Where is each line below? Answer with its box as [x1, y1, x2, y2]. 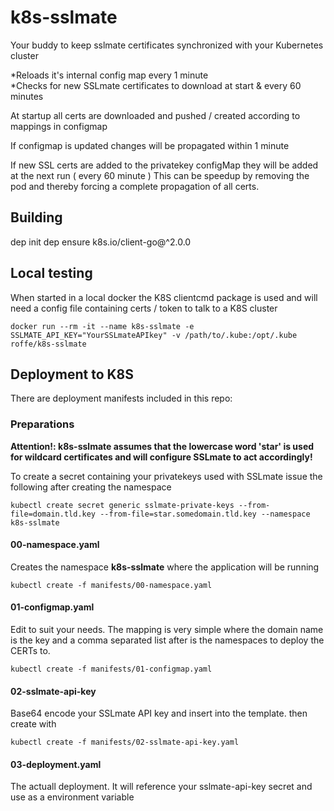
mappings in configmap [10, 120, 108, 132]
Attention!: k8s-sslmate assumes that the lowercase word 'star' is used [10, 440, 315, 452]
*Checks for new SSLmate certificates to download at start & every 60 [10, 79, 302, 91]
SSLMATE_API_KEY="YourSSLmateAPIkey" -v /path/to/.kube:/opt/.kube [10, 330, 298, 340]
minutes [10, 90, 44, 102]
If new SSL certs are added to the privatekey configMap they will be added [10, 159, 319, 171]
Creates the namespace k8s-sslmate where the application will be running [10, 561, 320, 573]
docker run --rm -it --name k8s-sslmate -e [10, 321, 195, 331]
